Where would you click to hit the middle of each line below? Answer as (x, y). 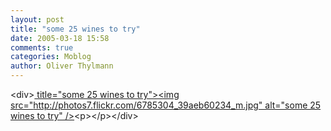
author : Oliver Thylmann (62, 66)
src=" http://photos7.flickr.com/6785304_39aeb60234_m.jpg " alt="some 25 (166, 105)
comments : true (42, 47)
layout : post (37, 19)
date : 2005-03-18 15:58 (60, 38)
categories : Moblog (51, 57)
